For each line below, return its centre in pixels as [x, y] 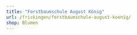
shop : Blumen [22, 23]
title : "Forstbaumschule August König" [55, 12]
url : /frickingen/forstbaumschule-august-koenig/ [69, 17]
